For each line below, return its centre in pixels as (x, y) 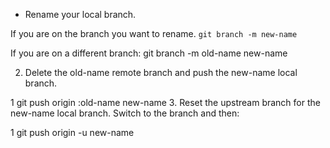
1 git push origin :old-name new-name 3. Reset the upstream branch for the (165, 102)
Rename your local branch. (80, 14)
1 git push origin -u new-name (72, 132)
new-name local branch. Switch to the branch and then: (125, 113)
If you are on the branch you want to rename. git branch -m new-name (154, 33)
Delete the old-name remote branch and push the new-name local (161, 72)
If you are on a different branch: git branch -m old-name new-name (149, 53)
